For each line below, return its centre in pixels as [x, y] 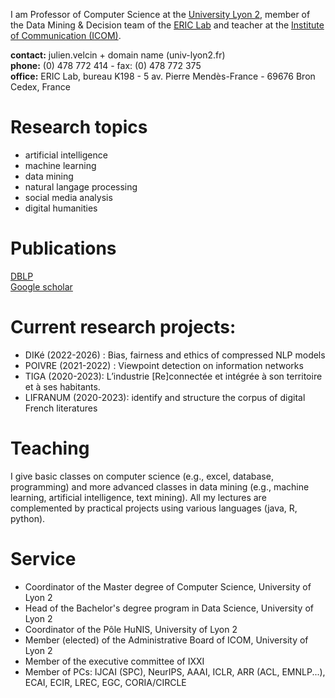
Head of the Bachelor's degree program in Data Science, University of [169, 608]
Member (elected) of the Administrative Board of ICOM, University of [166, 640]
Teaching [50, 448]
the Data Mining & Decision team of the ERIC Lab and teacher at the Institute [167, 25]
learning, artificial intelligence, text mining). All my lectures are [138, 497]
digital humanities [61, 208]
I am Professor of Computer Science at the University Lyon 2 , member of [160, 14]
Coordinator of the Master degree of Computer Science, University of [168, 586]
